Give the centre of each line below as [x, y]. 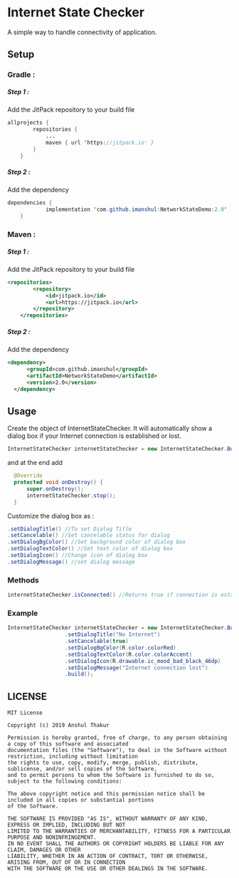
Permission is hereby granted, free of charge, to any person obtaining [117, 738]
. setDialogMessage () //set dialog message [71, 562]
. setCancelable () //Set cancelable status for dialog [89, 535]
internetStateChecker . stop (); [71, 496]
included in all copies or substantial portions [81, 800]
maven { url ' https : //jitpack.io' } [100, 142]
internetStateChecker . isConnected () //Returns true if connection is [113, 595]
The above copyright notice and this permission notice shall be [106, 794]
